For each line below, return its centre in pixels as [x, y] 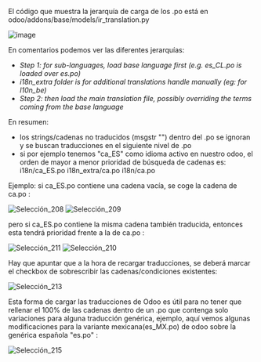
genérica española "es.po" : [53, 335]
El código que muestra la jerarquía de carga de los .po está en [108, 11]
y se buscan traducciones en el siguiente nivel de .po [105, 145]
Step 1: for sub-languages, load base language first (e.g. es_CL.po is [130, 65]
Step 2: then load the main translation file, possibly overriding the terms [136, 98]
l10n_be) [33, 90]
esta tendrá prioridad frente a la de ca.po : [76, 233]
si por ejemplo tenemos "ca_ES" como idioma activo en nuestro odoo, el [136, 154]
